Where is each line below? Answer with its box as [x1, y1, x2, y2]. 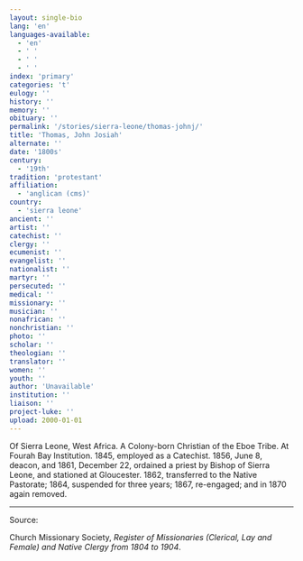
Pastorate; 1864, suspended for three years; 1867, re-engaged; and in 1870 [9, 479, 287, 490]
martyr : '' [9, 273, 50, 282]
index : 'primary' [9, 72, 75, 81]
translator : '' [9, 357, 67, 366]
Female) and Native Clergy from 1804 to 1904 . [9, 541, 182, 552]
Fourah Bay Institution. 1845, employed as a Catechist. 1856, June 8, [9, 450, 263, 461]
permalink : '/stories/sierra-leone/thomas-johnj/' [9, 123, 204, 132]
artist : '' [9, 223, 50, 232]
